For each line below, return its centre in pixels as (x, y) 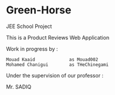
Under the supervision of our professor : (55, 75)
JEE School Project (29, 26)
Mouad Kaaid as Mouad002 (52, 59)
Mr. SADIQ (19, 87)
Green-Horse (39, 10)
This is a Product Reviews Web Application (58, 37)
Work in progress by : (32, 49)
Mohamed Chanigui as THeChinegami (58, 65)
